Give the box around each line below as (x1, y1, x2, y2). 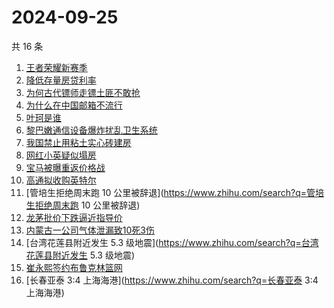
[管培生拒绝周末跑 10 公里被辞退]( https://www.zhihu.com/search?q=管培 (25, 186, 324, 198)
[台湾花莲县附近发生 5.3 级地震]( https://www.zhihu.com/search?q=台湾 (25, 236, 319, 248)
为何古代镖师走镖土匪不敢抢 (25, 86, 141, 98)
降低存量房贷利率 (25, 74, 97, 86)
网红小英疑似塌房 (25, 149, 97, 161)
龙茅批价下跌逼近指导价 (25, 211, 123, 223)
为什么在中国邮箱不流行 (25, 99, 123, 111)
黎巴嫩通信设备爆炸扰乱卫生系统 (25, 124, 158, 136)
